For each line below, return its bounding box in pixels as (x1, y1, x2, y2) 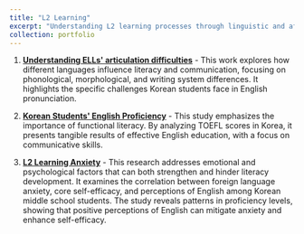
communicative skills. (22, 139, 103, 150)
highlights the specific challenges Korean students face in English (22, 83, 269, 95)
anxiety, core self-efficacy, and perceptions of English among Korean (22, 186, 281, 197)
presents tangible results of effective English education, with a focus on (22, 130, 290, 141)
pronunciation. (22, 93, 77, 104)
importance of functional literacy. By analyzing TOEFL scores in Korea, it (22, 120, 292, 131)
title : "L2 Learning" (9, 13, 91, 23)
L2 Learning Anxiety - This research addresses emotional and (22, 157, 256, 168)
